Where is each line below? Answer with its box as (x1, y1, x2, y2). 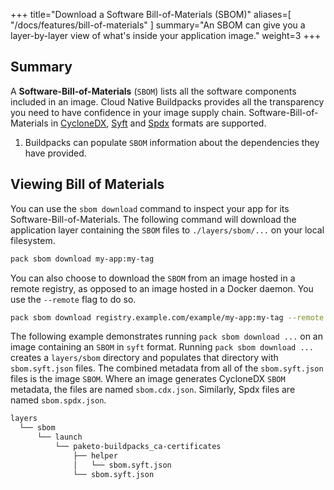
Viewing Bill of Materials (10, 176, 165, 193)
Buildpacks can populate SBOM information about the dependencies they (24, 136, 320, 148)
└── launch (36, 432, 83, 443)
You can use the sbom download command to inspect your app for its (10, 202, 290, 214)
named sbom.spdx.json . (10, 394, 107, 406)
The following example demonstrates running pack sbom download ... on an (10, 330, 323, 343)
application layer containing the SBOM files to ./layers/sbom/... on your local (10, 224, 325, 236)
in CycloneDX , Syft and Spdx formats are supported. (50, 117, 267, 129)
